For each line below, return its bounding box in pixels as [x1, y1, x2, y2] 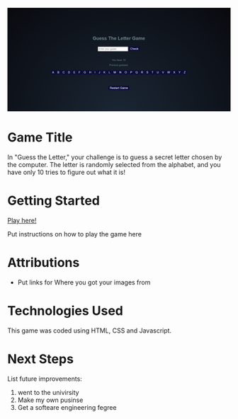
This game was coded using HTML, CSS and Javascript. [7, 326, 172, 335]
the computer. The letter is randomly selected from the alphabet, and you [7, 161, 221, 169]
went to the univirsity [17, 388, 79, 396]
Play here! [7, 217, 37, 225]
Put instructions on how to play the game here [7, 230, 142, 239]
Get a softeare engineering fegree [17, 403, 117, 411]
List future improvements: [7, 374, 83, 383]
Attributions [7, 255, 80, 271]
